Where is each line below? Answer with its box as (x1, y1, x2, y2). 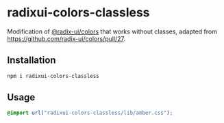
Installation (7, 55, 56, 66)
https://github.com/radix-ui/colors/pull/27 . (7, 34, 125, 42)
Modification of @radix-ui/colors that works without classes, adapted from (7, 27, 218, 36)
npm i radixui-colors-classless (7, 72, 99, 79)
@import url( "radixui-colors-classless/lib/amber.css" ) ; (7, 109, 173, 117)
